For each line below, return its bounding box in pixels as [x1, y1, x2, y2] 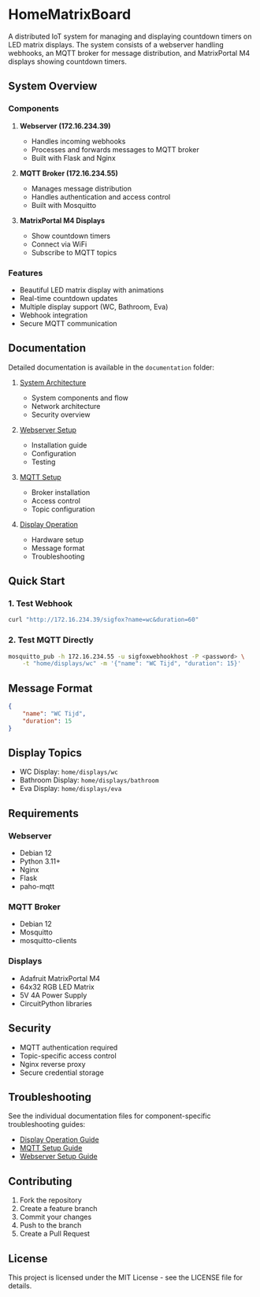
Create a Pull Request [19, 1229, 91, 1239]
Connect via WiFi [31, 239, 87, 249]
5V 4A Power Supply [19, 990, 87, 1000]
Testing [31, 457, 56, 466]
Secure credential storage [19, 1068, 104, 1077]
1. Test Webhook [8, 598, 73, 609]
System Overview [8, 80, 98, 93]
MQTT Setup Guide [19, 1143, 83, 1153]
